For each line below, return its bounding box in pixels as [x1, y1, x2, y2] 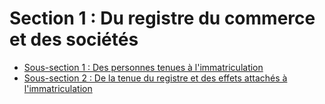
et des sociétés [9, 28, 139, 51]
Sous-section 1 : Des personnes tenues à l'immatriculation [23, 61, 264, 73]
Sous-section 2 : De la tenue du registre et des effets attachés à [23, 72, 288, 84]
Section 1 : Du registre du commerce [9, 7, 316, 30]
